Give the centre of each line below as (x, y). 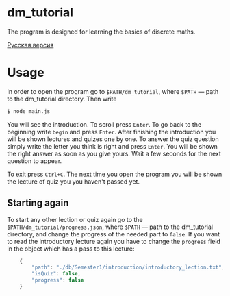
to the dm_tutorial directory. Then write (62, 99)
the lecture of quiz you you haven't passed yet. (74, 181)
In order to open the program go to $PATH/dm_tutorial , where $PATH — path (113, 91)
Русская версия (30, 45)
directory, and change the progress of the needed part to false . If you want (114, 234)
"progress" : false (58, 280)
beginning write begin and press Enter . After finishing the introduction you (112, 132)
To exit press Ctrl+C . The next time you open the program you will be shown (115, 174)
